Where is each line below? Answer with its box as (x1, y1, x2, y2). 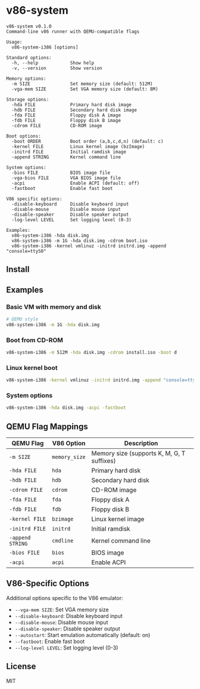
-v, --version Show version (11, 65, 102, 71)
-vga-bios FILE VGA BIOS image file (11, 174, 121, 181)
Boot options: (6, 133, 42, 139)
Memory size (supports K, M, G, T (91, 449, 186, 458)
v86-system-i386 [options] (11, 44, 79, 50)
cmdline (52, 537, 74, 544)
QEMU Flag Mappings (6, 421, 88, 431)
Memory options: (6, 75, 46, 81)
